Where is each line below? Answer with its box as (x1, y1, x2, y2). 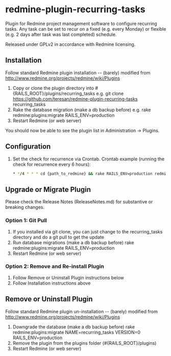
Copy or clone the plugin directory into (12, 85, 94, 91)
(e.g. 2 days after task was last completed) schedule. (5, 31, 117, 37)
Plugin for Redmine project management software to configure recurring (5, 20, 157, 27)
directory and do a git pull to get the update (12, 234, 105, 240)
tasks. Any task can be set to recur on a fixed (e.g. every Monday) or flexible (5, 26, 166, 32)
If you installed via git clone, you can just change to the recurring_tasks (12, 228, 163, 234)
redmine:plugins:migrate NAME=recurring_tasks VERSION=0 (12, 329, 141, 335)
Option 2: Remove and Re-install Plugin (5, 263, 105, 270)
